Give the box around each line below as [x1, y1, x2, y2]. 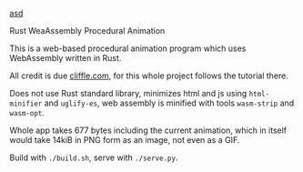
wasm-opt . [9, 107, 45, 117]
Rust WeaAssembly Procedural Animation [9, 25, 166, 35]
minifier [9, 99, 43, 108]
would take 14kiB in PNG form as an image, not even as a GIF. [9, 135, 240, 145]
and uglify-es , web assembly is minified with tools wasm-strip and [44, 97, 295, 108]
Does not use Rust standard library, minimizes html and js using [9, 88, 247, 98]
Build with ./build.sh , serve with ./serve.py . [9, 152, 178, 163]
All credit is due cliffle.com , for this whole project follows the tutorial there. [9, 70, 288, 81]
